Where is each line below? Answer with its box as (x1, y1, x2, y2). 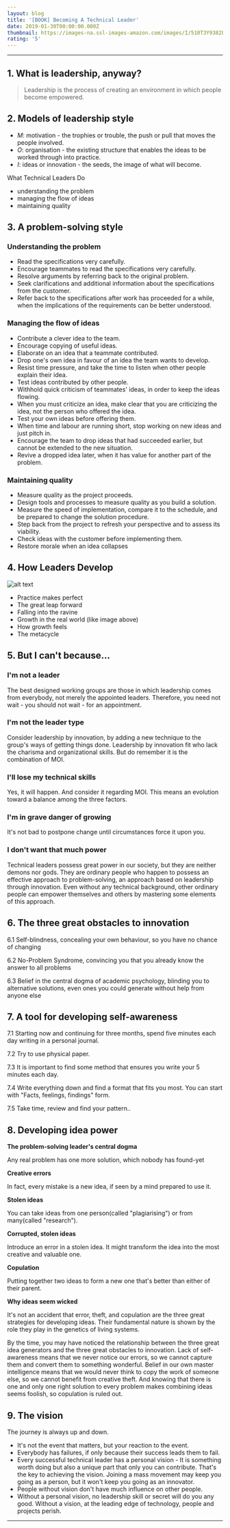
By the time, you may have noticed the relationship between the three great (7, 1338, 220, 1347)
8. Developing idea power (7, 1124, 118, 1136)
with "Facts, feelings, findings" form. (7, 1091, 111, 1099)
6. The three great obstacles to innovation (7, 917, 190, 929)
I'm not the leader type (7, 718, 84, 727)
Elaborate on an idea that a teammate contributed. (16, 348, 159, 357)
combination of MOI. (7, 755, 65, 763)
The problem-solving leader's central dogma (7, 1143, 138, 1151)
